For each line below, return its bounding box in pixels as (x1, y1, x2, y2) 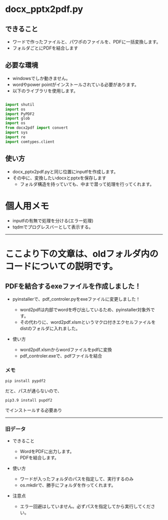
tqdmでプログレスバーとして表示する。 (12, 224, 93, 230)
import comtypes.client (5, 139, 55, 144)
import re (5, 134, 26, 139)
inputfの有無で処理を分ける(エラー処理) (12, 218, 93, 224)
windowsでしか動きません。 (12, 75, 71, 81)
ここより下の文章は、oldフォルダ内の (5, 248, 158, 259)
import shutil (5, 102, 35, 107)
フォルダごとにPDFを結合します (12, 45, 78, 51)
